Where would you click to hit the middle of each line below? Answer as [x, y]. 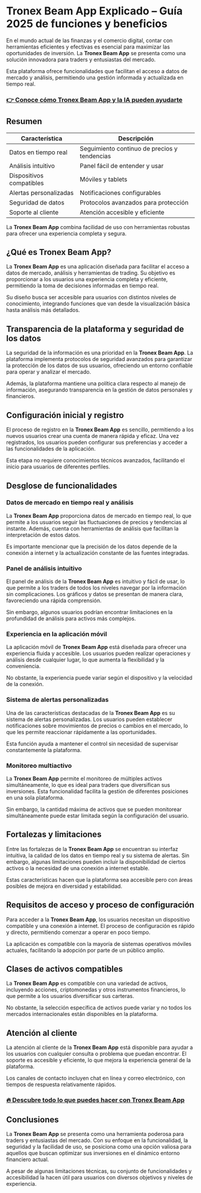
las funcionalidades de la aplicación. [51, 449]
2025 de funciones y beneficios [87, 24]
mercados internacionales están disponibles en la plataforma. [82, 1014]
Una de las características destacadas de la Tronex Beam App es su [91, 713]
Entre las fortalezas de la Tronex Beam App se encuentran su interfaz [92, 849]
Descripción [136, 138]
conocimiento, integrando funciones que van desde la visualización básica [98, 303]
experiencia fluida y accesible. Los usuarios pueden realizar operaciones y [98, 653]
